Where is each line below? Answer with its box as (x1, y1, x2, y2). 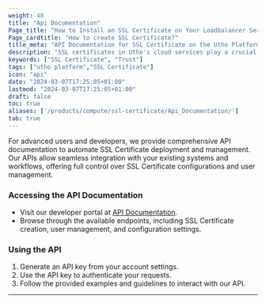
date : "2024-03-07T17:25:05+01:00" (8, 78, 126, 85)
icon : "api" (8, 70, 47, 78)
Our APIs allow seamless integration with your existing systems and (8, 153, 229, 162)
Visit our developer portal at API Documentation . (19, 207, 178, 218)
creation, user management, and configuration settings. (19, 225, 202, 234)
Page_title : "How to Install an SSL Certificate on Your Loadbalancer (8, 26, 246, 34)
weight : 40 (8, 11, 44, 20)
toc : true (8, 100, 41, 108)
